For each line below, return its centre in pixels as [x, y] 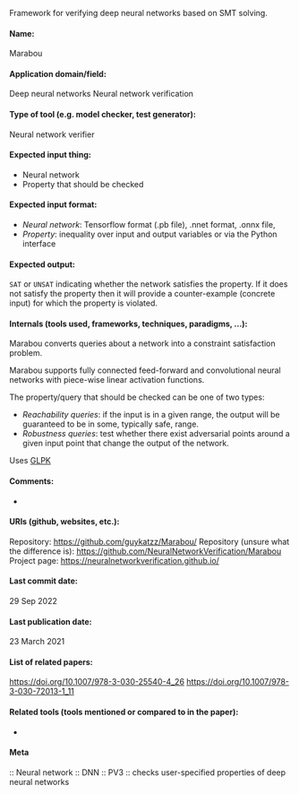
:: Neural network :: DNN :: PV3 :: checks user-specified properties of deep [148, 772]
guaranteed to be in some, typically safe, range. [111, 424]
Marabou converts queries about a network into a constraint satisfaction [142, 343]
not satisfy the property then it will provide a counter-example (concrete [142, 294]
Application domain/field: [58, 73]
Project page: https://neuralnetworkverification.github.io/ [114, 560]
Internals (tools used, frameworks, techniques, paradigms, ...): [128, 324]
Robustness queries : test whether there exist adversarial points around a [156, 434]
